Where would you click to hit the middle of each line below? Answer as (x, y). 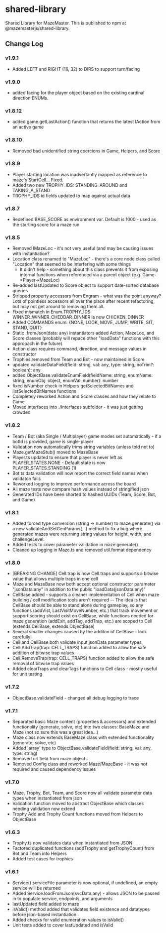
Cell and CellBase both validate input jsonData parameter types (77, 642)
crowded (21, 412)
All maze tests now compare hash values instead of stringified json (81, 489)
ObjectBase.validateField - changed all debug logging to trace (76, 698)
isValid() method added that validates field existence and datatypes (81, 909)
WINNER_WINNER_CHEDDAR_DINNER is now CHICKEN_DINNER (78, 317)
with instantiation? (31, 254)
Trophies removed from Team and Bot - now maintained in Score (78, 359)
